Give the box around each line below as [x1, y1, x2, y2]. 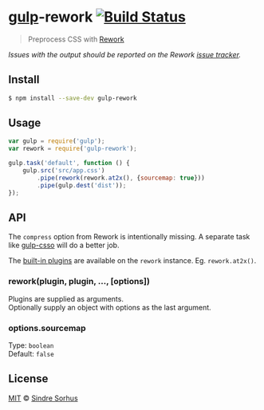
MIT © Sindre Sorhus [8, 393, 78, 403]
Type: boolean [8, 340, 54, 350]
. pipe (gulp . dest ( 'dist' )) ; [37, 181, 127, 189]
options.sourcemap [8, 322, 86, 333]
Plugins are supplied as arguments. [8, 294, 124, 303]
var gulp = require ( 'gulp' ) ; [8, 137, 105, 145]
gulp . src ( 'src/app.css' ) [22, 167, 105, 175]
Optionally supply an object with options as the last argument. [8, 302, 211, 312]
